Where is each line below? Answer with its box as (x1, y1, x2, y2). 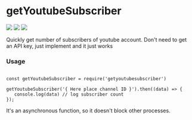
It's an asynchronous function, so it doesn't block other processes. (6, 107, 171, 114)
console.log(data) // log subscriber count (14, 91, 124, 97)
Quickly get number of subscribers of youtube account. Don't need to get (6, 36, 187, 43)
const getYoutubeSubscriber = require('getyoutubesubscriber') (6, 76, 167, 82)
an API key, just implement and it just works (6, 42, 113, 49)
